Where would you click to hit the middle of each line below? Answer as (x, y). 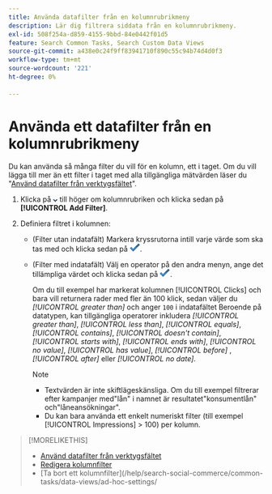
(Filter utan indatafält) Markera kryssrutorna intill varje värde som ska (148, 239)
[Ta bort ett (59, 473)
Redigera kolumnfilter (76, 464)
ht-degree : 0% (32, 77)
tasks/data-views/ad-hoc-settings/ (99, 481)
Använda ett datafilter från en (110, 126)
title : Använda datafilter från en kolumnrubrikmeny (99, 17)
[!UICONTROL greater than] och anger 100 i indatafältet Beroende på (147, 307)
